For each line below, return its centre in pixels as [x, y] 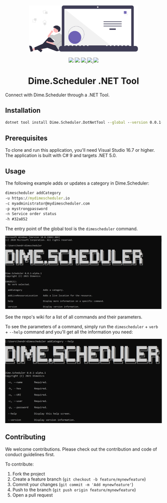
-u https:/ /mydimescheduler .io [38, 198]
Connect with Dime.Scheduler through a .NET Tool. [57, 95]
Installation [23, 111]
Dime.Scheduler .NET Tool [83, 81]
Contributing [25, 437]
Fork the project [29, 474]
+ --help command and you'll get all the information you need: [69, 332]
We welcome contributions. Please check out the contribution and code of [81, 449]
